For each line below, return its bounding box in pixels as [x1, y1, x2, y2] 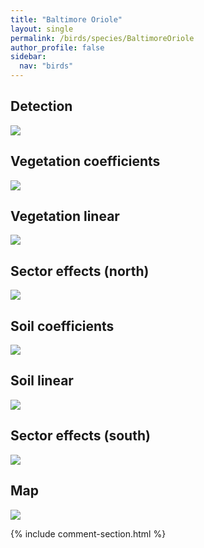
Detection [10, 98, 73, 115]
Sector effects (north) [10, 262, 150, 280]
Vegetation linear [10, 208, 120, 225]
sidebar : [10, 52, 47, 62]
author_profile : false [10, 42, 105, 53]
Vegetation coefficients [10, 153, 161, 170]
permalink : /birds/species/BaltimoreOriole [10, 33, 195, 43]
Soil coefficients [10, 317, 115, 335]
